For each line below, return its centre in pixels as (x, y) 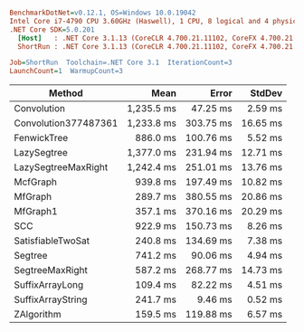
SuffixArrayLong (49, 285)
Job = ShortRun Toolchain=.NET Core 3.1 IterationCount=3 (121, 63)
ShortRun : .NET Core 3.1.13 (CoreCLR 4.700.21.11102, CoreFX (137, 46)
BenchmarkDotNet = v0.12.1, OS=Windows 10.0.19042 (103, 13)
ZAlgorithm (38, 315)
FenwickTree (41, 138)
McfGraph (35, 182)
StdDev (266, 93)
